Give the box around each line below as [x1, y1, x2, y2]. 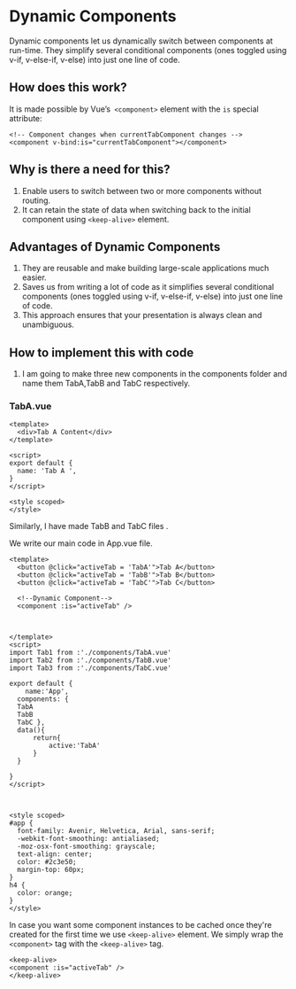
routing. [21, 195, 51, 206]
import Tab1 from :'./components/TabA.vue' [9, 649, 172, 658]
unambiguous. [21, 319, 75, 330]
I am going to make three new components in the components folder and [21, 369, 287, 379]
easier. [21, 272, 47, 283]
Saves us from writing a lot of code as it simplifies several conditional [21, 282, 275, 292]
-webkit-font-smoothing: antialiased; [17, 835, 161, 844]
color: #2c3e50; [17, 858, 77, 867]
